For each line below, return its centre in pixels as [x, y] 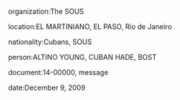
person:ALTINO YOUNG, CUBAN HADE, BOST [83, 57]
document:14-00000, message [58, 72]
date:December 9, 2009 [47, 87]
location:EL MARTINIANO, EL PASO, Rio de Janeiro [90, 26]
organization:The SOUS [46, 11]
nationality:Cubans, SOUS [50, 42]
